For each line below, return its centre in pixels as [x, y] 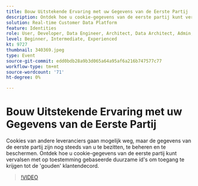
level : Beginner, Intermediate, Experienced [62, 39]
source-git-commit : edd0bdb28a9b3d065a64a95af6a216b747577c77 [84, 61]
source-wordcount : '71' [35, 72]
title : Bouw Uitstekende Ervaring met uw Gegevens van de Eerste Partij [97, 12]
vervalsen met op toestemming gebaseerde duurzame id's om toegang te [95, 159]
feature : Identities [32, 28]
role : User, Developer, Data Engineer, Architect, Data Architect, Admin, [100, 34]
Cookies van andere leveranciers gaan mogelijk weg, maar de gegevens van [99, 141]
